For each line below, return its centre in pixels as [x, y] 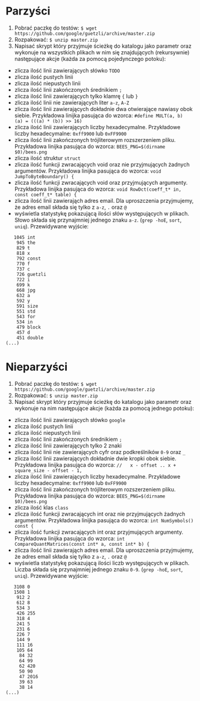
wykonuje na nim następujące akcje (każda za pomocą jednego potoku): [104, 408]
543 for [26, 316]
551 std [26, 311]
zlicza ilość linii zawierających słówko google [70, 420]
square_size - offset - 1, [48, 470]
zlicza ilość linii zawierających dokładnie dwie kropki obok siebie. [95, 458]
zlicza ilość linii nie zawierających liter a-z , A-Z [72, 102]
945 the [26, 243]
